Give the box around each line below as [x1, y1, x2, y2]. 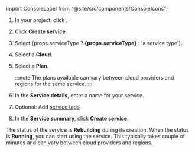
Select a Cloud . [14, 51, 53, 58]
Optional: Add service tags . [14, 103, 82, 110]
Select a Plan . [14, 62, 49, 69]
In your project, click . [14, 17, 68, 23]
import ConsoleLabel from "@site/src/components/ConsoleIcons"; [6, 5, 168, 12]
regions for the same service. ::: [14, 80, 93, 87]
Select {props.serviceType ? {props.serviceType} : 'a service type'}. [14, 40, 183, 46]
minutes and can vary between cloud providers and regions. [6, 139, 152, 146]
